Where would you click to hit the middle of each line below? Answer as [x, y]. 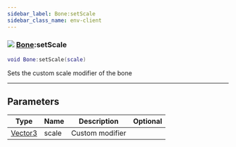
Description [99, 122]
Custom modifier [99, 133]
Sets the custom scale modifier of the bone [70, 73]
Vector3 [24, 133]
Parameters [33, 102]
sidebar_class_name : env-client [54, 20]
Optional [148, 122]
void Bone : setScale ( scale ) [47, 59]
